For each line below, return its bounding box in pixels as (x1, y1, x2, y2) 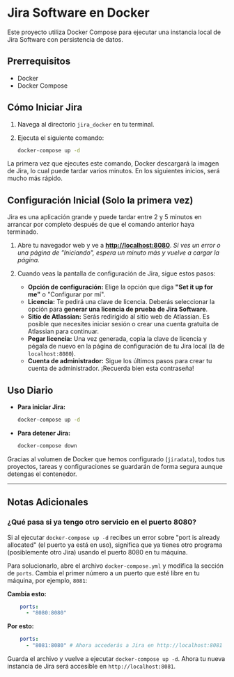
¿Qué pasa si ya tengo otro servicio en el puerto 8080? (7, 517, 197, 527)
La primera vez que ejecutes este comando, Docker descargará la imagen (7, 159, 219, 168)
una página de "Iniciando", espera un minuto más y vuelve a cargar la (17, 248, 219, 257)
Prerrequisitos (7, 56, 71, 67)
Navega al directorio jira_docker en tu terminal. (17, 120, 155, 128)
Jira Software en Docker (7, 5, 150, 21)
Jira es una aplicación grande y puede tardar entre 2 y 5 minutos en (7, 213, 202, 221)
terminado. (7, 228, 38, 236)
